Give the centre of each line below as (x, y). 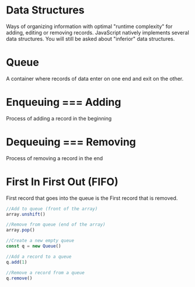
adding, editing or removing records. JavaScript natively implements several (98, 32)
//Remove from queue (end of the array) (56, 225)
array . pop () (20, 230)
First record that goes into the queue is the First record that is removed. (92, 198)
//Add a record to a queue (39, 257)
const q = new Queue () (34, 246)
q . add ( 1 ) (17, 262)
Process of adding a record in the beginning (59, 118)
